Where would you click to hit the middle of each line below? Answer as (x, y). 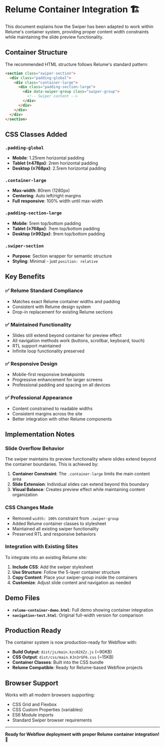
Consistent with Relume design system (51, 307)
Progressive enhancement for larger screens (57, 380)
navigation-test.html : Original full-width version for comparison (78, 615)
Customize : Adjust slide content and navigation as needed (71, 582)
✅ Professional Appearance (39, 398)
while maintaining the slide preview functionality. (54, 37)
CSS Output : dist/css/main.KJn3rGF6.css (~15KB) (63, 657)
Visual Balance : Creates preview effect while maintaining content (78, 490)
